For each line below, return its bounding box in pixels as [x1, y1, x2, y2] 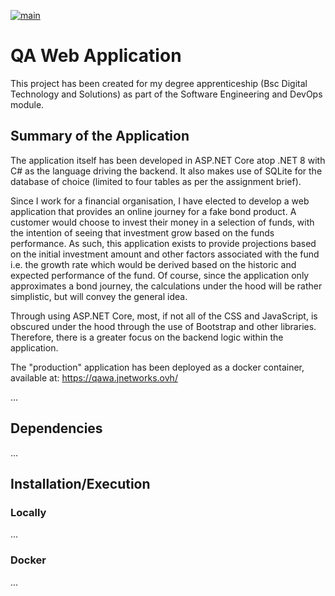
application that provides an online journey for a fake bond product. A [10, 205, 297, 217]
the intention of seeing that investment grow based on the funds [10, 226, 275, 239]
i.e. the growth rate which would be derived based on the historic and [10, 258, 297, 270]
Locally [10, 505, 47, 519]
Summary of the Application [10, 128, 190, 145]
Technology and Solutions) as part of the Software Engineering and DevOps [10, 88, 323, 100]
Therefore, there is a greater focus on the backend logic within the [10, 331, 284, 343]
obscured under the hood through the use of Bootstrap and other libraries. [10, 320, 317, 332]
